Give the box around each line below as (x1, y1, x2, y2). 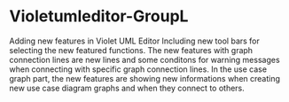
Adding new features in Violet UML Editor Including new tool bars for (9, 35, 260, 46)
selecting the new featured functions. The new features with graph (9, 44, 254, 55)
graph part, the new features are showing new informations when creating (9, 73, 281, 83)
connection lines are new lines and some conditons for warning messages (9, 54, 281, 65)
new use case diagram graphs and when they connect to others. (9, 82, 246, 93)
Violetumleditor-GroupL (9, 6, 189, 27)
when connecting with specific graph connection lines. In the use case (9, 64, 268, 75)
